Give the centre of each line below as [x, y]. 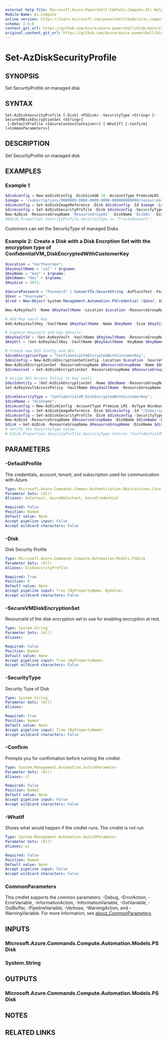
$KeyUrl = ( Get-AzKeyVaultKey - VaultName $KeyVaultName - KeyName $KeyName [84, 342]
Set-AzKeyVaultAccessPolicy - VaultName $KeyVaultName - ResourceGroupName [83, 388]
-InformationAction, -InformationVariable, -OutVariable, [91, 903]
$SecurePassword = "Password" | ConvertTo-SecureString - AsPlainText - [81, 292]
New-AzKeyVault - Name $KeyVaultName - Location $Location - [68, 310]
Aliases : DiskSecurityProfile [37, 568]
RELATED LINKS [30, 1032]
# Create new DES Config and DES [40, 351]
